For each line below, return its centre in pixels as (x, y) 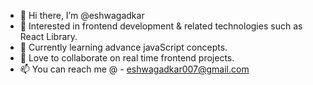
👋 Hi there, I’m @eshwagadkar (82, 15)
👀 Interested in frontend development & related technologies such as (161, 26)
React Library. (48, 36)
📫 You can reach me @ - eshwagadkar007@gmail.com (134, 69)
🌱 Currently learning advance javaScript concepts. (123, 47)
